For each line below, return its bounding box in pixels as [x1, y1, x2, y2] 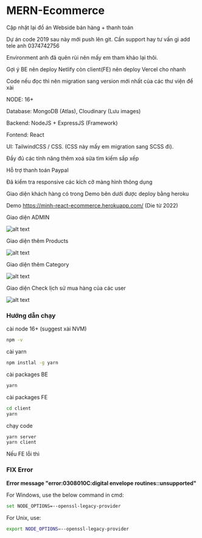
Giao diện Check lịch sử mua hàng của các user [6, 284, 127, 292]
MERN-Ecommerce [6, 4, 105, 18]
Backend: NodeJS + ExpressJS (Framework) [6, 119, 118, 127]
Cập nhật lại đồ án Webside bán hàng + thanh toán [6, 24, 134, 31]
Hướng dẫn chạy [6, 311, 56, 320]
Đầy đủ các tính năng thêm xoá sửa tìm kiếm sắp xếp [6, 155, 139, 162]
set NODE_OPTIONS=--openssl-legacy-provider [6, 503, 121, 509]
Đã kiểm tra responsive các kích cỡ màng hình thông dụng [6, 178, 153, 186]
